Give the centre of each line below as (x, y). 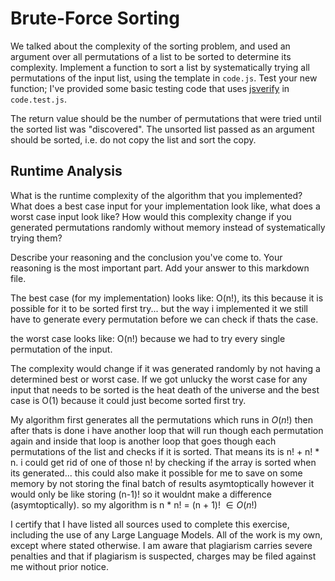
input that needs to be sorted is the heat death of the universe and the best (165, 389)
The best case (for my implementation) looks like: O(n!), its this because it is (167, 298)
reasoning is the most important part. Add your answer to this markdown (160, 268)
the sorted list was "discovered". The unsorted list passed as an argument (162, 129)
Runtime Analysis (66, 171)
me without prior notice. (60, 566)
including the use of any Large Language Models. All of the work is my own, (166, 534)
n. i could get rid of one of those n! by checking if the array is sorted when (163, 462)
